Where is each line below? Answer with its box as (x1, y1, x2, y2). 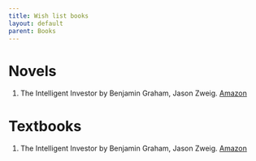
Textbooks (8, 117, 82, 135)
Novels (8, 61, 57, 80)
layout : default (8, 19, 63, 28)
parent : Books (8, 27, 57, 35)
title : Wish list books (8, 11, 89, 20)
